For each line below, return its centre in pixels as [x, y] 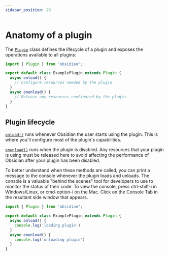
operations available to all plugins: [41, 54]
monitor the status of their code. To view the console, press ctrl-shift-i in [81, 187]
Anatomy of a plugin [49, 35]
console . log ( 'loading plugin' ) [47, 225]
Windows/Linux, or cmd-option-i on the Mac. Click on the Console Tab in [82, 192]
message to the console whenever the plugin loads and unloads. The [77, 176]
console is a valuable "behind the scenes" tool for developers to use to [79, 181]
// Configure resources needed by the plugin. [64, 83]
